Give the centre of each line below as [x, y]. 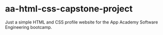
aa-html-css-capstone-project [69, 9]
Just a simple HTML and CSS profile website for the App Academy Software [81, 22]
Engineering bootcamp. [29, 27]
